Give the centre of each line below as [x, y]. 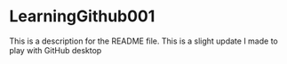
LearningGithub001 [82, 16]
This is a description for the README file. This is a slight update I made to [143, 41]
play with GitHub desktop [56, 50]
